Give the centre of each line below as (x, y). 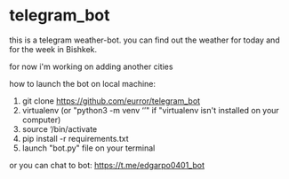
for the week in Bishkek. (53, 49)
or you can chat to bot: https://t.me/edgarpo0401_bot (107, 165)
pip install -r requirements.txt (75, 138)
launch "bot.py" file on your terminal (88, 148)
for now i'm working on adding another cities (91, 66)
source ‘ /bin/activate (60, 128)
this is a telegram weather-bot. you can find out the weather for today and (144, 40)
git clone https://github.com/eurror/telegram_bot (111, 101)
